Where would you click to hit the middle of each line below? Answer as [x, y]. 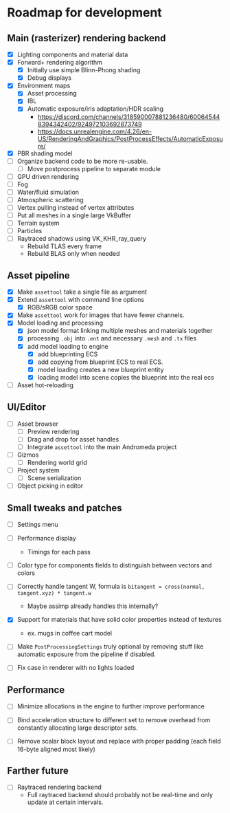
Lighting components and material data [72, 54]
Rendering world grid [57, 463]
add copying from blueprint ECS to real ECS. [100, 362]
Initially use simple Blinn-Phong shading [84, 70]
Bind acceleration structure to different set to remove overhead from [114, 720]
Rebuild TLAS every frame [64, 246]
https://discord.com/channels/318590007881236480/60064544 [129, 117]
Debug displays [49, 78]
